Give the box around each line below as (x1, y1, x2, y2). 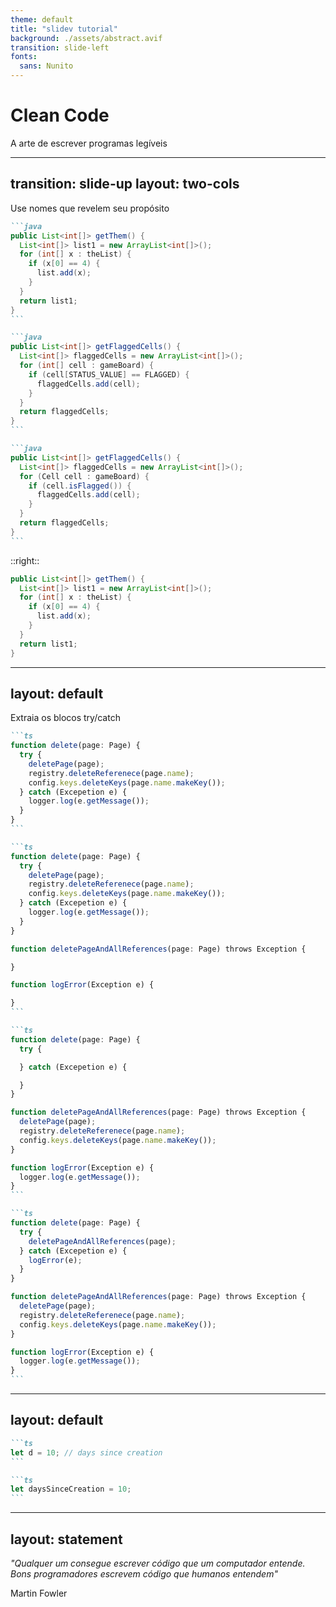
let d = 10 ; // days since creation (10, 1447, 163, 1458)
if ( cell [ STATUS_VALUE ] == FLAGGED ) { (28, 369, 190, 380)
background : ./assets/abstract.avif (10, 33, 163, 43)
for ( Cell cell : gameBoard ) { (19, 471, 150, 481)
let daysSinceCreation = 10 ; (10, 1484, 132, 1495)
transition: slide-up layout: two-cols (10, 176, 240, 193)
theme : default (10, 14, 74, 25)
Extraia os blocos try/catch (10, 712, 121, 724)
